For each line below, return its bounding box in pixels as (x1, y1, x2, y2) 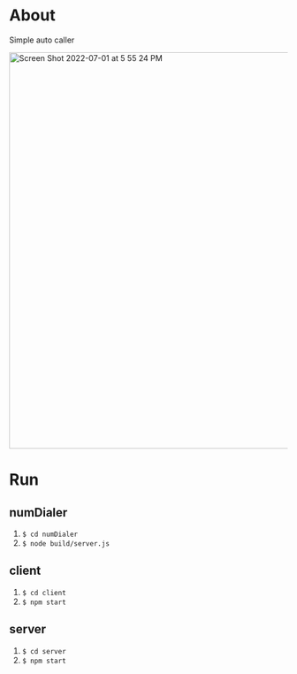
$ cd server (21, 647, 66, 655)
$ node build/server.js (21, 539, 110, 548)
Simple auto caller (9, 34, 75, 45)
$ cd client (21, 588, 66, 597)
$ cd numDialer (21, 530, 79, 539)
